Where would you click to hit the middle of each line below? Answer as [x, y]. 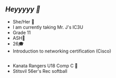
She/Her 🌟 [23, 21]
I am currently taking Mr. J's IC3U [48, 27]
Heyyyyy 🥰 [23, 9]
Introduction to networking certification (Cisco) [62, 51]
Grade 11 [22, 32]
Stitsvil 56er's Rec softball [40, 71]
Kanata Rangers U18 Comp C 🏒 [45, 66]
